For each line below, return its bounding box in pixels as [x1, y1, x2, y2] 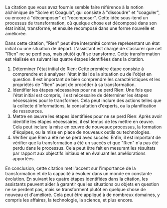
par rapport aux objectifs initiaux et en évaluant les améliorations [12, 150, 146, 156]
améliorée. [5, 31, 27, 36]
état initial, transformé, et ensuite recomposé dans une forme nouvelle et [5, 25, 155, 31]
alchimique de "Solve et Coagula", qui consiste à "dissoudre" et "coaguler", [5, 9, 160, 15]
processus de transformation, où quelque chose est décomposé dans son [5, 20, 157, 26]
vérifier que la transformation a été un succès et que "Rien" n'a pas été [12, 140, 159, 146]
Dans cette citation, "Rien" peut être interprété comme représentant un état [5, 40, 160, 46]
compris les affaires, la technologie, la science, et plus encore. [5, 197, 134, 203]
